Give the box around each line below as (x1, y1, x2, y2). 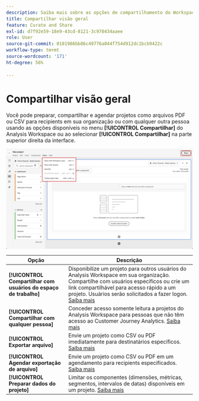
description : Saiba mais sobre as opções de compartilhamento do (6, 9, 171, 15)
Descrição (116, 256, 143, 263)
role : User (6, 34, 33, 41)
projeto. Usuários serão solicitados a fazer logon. (68, 290, 188, 297)
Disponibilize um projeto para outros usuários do (68, 265, 187, 272)
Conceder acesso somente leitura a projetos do (68, 305, 184, 312)
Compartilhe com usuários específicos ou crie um (68, 278, 190, 285)
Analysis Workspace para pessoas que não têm (68, 311, 185, 319)
